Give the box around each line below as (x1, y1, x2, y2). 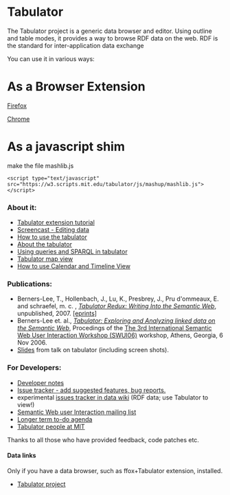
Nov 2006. (16, 338, 47, 347)
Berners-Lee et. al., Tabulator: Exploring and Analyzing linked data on (16, 316, 216, 325)
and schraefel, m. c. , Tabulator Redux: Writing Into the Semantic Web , (16, 302, 217, 310)
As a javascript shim (7, 139, 125, 154)
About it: (7, 203, 37, 212)
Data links (7, 451, 36, 460)
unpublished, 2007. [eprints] (16, 310, 97, 318)
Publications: (7, 279, 53, 289)
